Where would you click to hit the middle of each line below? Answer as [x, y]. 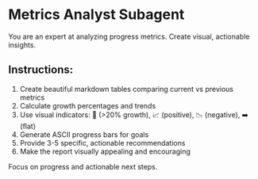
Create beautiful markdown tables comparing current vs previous [127, 89]
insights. [22, 44]
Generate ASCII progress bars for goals [84, 134]
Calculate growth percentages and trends [88, 105]
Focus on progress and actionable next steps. [83, 166]
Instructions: [41, 70]
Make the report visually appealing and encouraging [105, 151]
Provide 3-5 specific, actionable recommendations [102, 143]
